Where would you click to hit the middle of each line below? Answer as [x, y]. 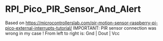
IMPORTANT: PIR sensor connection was [115, 28]
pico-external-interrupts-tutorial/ [39, 28]
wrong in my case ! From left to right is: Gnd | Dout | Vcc [62, 33]
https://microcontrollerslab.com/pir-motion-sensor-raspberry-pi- [92, 23]
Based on [15, 23]
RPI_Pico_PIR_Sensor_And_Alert [73, 9]
